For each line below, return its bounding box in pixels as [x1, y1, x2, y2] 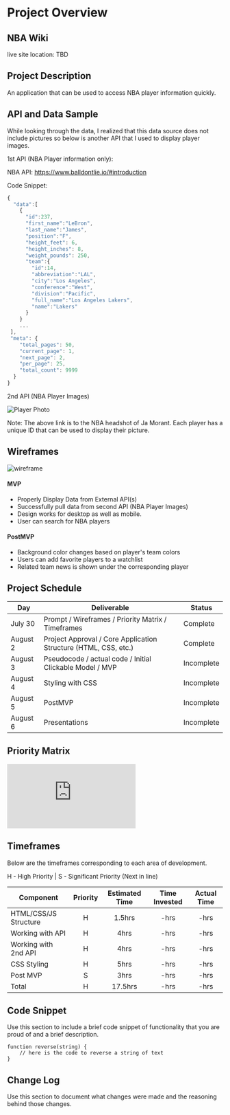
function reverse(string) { [7, 1044, 88, 1050]
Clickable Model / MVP [43, 662, 118, 672]
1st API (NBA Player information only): [7, 155, 114, 163]
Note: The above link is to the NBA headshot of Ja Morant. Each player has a [7, 418, 223, 427]
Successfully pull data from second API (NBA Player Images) [16, 502, 188, 510]
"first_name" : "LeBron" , [25, 220, 94, 227]
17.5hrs [112, 981, 138, 991]
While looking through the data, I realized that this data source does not [7, 126, 209, 135]
